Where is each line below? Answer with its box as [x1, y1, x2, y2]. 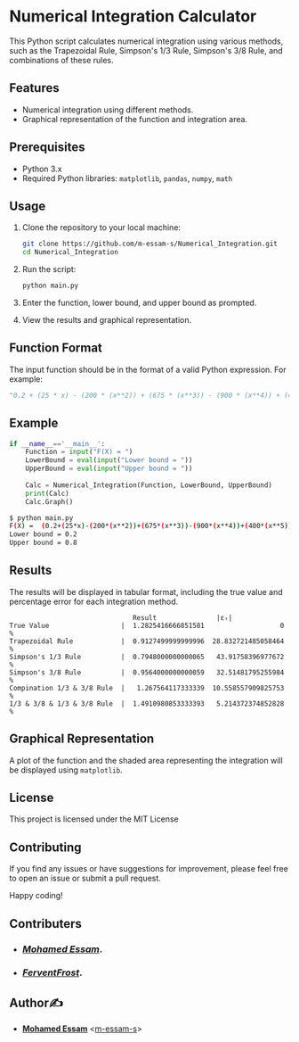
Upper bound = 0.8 [9, 538, 77, 548]
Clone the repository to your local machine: [21, 222, 181, 233]
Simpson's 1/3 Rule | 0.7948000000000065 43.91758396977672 [9, 652, 285, 661]
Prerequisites [9, 140, 85, 155]
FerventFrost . [21, 966, 83, 979]
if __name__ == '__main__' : [9, 439, 105, 448]
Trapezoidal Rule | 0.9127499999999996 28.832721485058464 [9, 636, 285, 646]
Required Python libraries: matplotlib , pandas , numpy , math [21, 172, 233, 184]
